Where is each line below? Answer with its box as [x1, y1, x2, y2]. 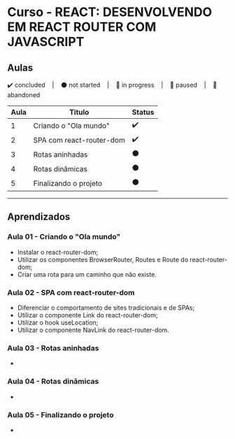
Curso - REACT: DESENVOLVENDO [7, 4, 213, 20]
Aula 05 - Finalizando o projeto [7, 410, 114, 419]
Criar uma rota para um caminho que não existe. [17, 270, 157, 278]
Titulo [69, 108, 90, 117]
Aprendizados [7, 211, 71, 223]
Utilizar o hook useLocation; [17, 318, 99, 326]
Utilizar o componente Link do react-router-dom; [17, 310, 158, 319]
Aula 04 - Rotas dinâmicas [7, 377, 99, 387]
